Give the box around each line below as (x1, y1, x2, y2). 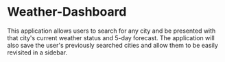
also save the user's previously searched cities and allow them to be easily (7, 41, 218, 49)
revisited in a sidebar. (7, 48, 67, 57)
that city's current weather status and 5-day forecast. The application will (7, 33, 215, 42)
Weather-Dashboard (7, 4, 127, 20)
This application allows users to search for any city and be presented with (7, 27, 216, 35)
